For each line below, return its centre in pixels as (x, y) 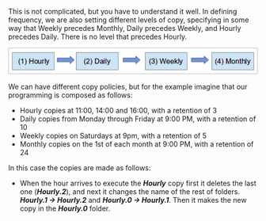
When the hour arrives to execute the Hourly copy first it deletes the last (138, 183)
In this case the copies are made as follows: (80, 168)
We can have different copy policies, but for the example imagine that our (128, 87)
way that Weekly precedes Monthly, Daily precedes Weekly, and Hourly (125, 28)
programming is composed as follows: (70, 95)
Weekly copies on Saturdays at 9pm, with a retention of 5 (113, 136)
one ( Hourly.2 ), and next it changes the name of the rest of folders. (129, 192)
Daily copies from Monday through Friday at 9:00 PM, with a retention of (138, 119)
